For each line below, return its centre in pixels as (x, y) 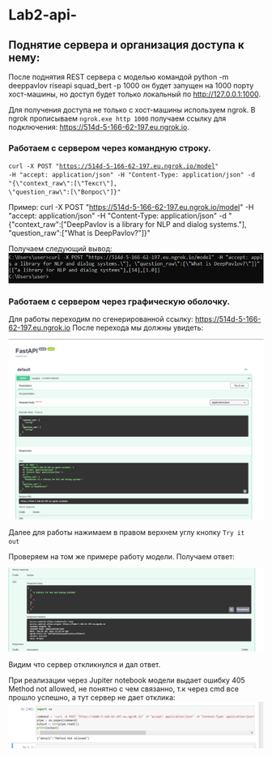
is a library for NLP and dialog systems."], (178, 225)
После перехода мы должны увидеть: (138, 328)
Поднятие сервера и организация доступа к (126, 45)
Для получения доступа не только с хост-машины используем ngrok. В (132, 110)
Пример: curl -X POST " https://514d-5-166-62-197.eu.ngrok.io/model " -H (131, 207)
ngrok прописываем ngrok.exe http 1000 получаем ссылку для (117, 118)
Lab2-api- (43, 15)
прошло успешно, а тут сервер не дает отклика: (92, 698)
